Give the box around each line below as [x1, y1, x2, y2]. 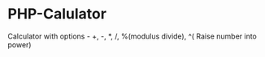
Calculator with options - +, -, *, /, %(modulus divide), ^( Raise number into [7, 31, 257, 41]
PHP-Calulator [7, 5, 107, 23]
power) [7, 39, 32, 49]
